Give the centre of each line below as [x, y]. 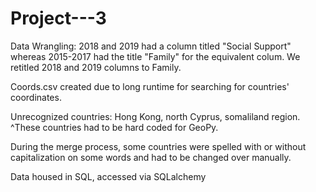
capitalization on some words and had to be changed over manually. [151, 157]
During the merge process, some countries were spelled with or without [158, 146]
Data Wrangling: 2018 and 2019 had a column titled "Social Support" [151, 46]
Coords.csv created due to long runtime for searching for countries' [150, 86]
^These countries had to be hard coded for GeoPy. [114, 127]
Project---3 [58, 18]
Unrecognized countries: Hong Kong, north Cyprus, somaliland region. [155, 116]
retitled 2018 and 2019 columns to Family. [96, 67]
